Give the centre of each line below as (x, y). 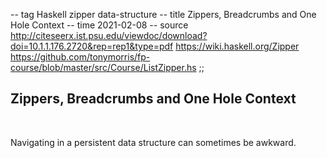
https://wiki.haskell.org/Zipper (237, 46)
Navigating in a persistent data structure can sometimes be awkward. (153, 142)
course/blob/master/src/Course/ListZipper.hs (103, 67)
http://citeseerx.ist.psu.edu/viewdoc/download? (109, 35)
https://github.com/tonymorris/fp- (80, 57)
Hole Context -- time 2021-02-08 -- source (99, 25)
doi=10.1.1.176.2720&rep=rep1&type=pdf (92, 46)
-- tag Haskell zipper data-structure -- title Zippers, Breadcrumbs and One (163, 14)
